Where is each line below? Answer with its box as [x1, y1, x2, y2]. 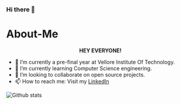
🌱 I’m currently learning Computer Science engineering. [14, 65, 152, 72]
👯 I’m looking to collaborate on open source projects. [14, 71, 145, 78]
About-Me [6, 27, 59, 41]
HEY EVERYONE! [79, 47, 122, 54]
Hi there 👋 [6, 5, 36, 14]
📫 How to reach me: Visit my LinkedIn [14, 77, 109, 85]
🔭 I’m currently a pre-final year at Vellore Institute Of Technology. [14, 58, 175, 65]
